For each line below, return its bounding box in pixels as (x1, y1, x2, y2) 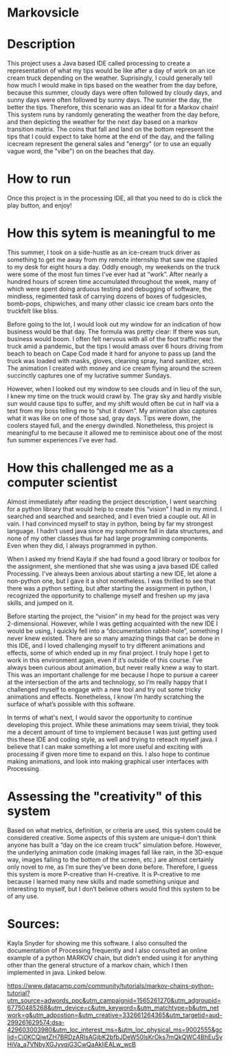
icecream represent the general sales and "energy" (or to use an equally (7, 140, 211, 148)
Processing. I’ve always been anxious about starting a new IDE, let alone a (7, 569, 218, 577)
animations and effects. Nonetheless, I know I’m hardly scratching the (7, 693, 205, 701)
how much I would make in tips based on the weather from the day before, (7, 81, 218, 90)
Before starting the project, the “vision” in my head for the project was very (7, 612, 220, 620)
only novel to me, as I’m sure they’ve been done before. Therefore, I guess (7, 863, 218, 871)
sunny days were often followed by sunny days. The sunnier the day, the (7, 96, 212, 104)
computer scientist (7, 475, 118, 491)
